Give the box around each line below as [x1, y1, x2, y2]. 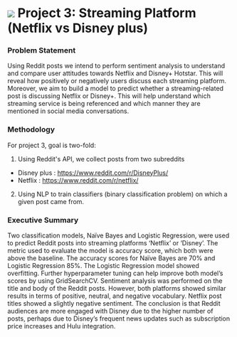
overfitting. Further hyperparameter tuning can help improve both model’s [7, 269, 223, 278]
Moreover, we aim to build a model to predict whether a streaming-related [7, 84, 224, 93]
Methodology [7, 124, 56, 134]
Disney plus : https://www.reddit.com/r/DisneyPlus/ [17, 168, 169, 177]
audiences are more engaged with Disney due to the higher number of [7, 307, 214, 316]
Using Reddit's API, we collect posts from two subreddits [17, 154, 185, 163]
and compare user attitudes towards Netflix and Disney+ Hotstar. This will [7, 69, 223, 77]
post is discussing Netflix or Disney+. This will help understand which [7, 92, 211, 100]
